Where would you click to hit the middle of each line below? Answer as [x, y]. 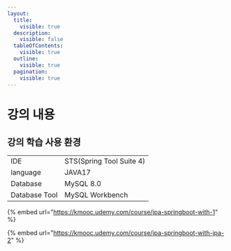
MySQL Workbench [96, 195]
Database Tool [34, 195]
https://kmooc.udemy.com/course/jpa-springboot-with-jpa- [138, 233]
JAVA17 [78, 173]
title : [23, 20]
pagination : [31, 71]
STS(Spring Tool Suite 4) [105, 162]
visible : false [42, 40]
